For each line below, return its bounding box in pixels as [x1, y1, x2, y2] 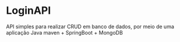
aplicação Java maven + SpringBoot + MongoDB [6, 29, 123, 36]
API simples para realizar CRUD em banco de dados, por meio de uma [6, 23, 175, 30]
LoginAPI [6, 4, 51, 17]
